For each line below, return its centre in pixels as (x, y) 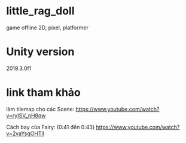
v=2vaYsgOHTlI (25, 133)
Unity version (40, 52)
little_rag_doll (40, 11)
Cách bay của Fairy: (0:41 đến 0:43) (51, 127)
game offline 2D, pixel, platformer (47, 28)
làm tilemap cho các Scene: (40, 109)
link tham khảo (43, 92)
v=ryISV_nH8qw (26, 115)
